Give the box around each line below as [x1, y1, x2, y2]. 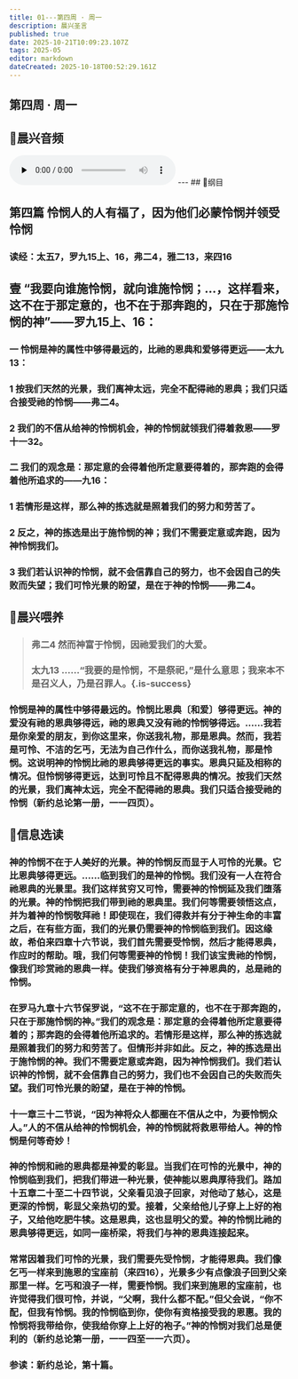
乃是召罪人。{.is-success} [76, 678, 192, 690]
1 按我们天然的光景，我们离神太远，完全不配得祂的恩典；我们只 [9, 383, 279, 395]
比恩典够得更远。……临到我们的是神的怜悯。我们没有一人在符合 [9, 869, 282, 882]
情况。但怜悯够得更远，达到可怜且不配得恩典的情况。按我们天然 [9, 770, 282, 782]
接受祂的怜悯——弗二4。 [18, 396, 125, 408]
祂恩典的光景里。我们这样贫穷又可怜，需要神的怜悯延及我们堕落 [9, 883, 282, 895]
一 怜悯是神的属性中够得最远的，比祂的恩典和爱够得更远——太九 [9, 343, 284, 355]
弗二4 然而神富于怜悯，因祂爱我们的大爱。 [30, 638, 213, 651]
